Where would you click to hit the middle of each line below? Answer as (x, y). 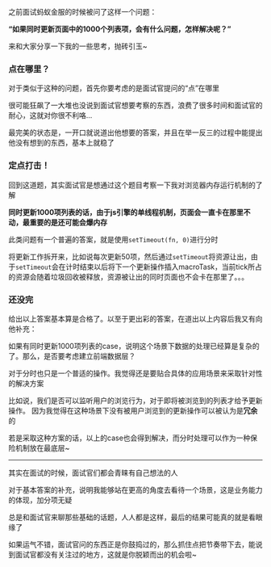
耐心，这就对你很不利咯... (50, 115)
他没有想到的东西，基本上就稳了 (61, 143)
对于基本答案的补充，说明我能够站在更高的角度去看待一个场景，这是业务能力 (135, 489)
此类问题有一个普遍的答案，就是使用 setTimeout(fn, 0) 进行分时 (113, 239)
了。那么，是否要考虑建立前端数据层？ (72, 356)
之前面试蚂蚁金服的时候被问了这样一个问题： (83, 12)
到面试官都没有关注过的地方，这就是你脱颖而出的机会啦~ (103, 554)
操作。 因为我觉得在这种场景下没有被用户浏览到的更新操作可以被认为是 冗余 (133, 410)
